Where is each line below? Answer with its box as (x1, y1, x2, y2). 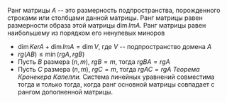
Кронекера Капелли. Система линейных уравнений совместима (17, 72, 215, 81)
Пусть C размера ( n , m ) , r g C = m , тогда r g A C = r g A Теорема (17, 65, 200, 73)
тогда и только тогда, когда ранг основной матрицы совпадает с (17, 80, 215, 88)
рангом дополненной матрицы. (17, 88, 113, 96)
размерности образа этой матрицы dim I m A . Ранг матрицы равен (7, 21, 206, 29)
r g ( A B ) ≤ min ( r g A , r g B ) (17, 50, 85, 58)
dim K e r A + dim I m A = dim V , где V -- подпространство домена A (17, 43, 212, 50)
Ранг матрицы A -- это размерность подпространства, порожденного (7, 6, 221, 14)
